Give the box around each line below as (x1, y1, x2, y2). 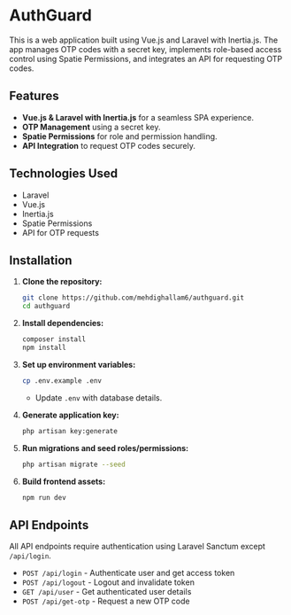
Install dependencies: (21, 318, 104, 329)
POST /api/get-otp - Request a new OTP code (21, 596, 190, 607)
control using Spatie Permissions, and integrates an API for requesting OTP (9, 53, 283, 64)
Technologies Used (9, 166, 118, 182)
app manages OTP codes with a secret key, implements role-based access (9, 43, 282, 54)
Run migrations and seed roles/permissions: (21, 442, 189, 453)
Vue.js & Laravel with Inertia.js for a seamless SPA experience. (21, 112, 255, 122)
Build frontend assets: (21, 476, 106, 487)
